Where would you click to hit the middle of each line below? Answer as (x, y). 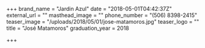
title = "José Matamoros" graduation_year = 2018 (68, 28)
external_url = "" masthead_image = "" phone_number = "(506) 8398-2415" (102, 15)
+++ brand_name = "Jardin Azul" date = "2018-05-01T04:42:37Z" (89, 9)
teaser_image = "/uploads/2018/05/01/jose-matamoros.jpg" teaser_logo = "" (103, 22)
